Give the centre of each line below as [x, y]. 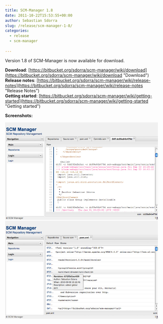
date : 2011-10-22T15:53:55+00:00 [39, 15]
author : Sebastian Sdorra [31, 20]
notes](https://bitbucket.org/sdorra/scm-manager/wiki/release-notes [74, 85]
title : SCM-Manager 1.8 [29, 10]
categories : [17, 31]
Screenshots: [19, 115]
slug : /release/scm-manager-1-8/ [39, 26]
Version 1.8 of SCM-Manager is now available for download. [65, 60]
